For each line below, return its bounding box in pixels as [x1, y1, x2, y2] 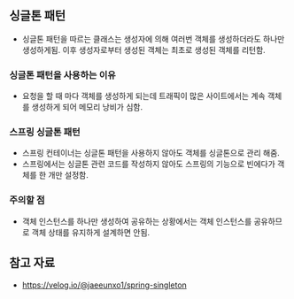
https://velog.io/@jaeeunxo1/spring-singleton [21, 280, 188, 290]
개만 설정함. [48, 170, 89, 180]
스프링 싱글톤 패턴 [9, 126, 81, 139]
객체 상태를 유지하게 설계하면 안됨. [31, 226, 151, 237]
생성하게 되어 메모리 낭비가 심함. [31, 102, 143, 112]
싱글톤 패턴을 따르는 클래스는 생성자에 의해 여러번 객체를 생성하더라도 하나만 [21, 34, 285, 44]
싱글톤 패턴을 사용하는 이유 [9, 69, 117, 81]
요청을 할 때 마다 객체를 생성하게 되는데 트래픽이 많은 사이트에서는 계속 [21, 91, 266, 102]
